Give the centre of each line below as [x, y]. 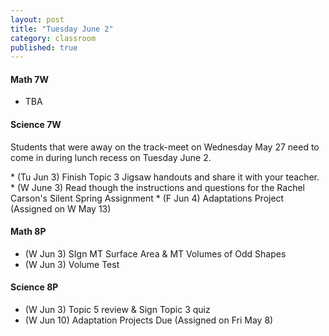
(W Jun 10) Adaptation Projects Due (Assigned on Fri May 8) [149, 320]
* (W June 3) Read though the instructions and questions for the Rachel [158, 187]
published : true [44, 47]
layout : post [37, 19]
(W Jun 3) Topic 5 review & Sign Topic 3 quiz [117, 310]
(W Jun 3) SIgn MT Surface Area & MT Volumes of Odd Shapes [155, 253]
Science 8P [34, 287]
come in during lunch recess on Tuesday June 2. [111, 157]
